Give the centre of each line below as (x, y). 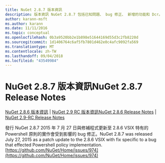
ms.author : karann (24, 24)
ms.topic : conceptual (27, 33)
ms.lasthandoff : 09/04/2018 (34, 56)
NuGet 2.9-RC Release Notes (35, 118)
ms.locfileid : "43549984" (32, 61)
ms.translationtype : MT (30, 47)
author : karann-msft (27, 19)
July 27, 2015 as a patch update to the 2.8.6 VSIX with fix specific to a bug (81, 140)
